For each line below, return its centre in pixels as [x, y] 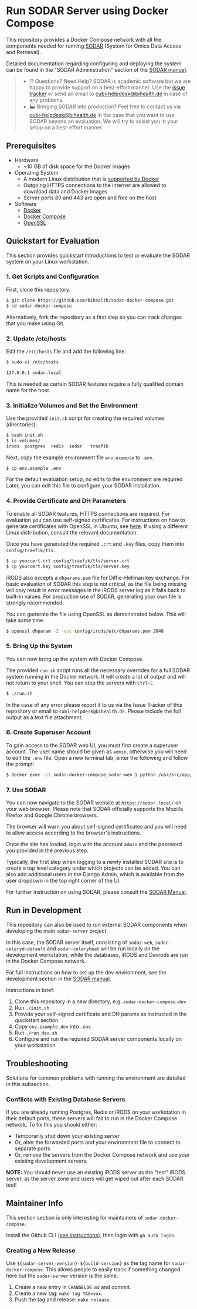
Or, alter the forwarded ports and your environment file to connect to [97, 1142]
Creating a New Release [41, 1250]
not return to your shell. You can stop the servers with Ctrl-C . [80, 683]
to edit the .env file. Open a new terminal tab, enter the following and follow [97, 757]
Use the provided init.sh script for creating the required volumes [86, 418]
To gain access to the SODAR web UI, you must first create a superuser [92, 745]
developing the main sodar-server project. [57, 931]
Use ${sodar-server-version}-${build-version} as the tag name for [89, 1263]
